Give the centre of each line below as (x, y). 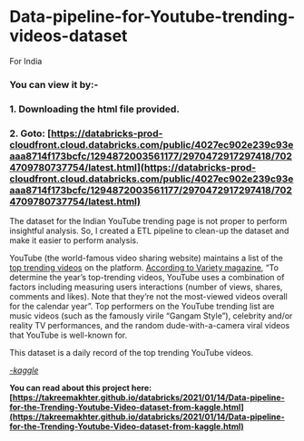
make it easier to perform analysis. (74, 240)
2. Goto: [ (30, 133)
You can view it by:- (54, 84)
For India (26, 61)
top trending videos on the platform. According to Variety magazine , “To (144, 268)
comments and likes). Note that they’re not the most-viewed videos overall (148, 297)
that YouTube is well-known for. (69, 335)
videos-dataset (69, 36)
